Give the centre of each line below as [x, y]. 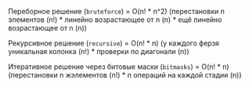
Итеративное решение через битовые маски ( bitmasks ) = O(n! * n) [119, 67]
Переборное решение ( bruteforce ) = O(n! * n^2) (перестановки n [116, 11]
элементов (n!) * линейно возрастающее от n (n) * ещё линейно [115, 20]
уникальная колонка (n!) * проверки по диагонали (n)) [99, 51]
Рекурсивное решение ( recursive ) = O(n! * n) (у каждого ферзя [114, 43]
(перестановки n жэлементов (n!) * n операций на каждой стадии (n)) [125, 75]
